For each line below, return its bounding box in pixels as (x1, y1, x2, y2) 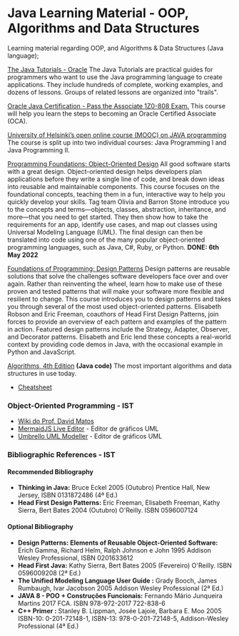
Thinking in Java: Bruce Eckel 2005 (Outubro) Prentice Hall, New (17, 483, 210, 492)
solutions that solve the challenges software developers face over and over (7, 272, 228, 280)
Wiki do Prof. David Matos (17, 417, 94, 426)
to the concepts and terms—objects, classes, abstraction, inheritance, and (7, 205, 226, 213)
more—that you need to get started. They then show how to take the (7, 212, 209, 221)
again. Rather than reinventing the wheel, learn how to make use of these (7, 279, 223, 288)
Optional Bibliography (7, 522, 73, 530)
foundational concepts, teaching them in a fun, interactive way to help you (7, 190, 225, 198)
